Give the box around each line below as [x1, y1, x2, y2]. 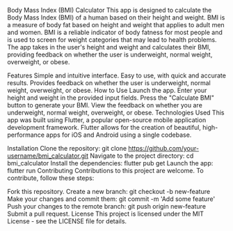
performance [7, 131, 45, 139]
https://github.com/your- [128, 144, 200, 152]
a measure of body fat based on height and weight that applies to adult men [7, 21, 225, 29]
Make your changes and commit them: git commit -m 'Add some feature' [7, 195, 216, 203]
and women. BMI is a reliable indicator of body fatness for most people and [7, 28, 223, 36]
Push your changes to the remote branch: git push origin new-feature [7, 202, 207, 210]
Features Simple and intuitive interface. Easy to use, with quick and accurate [7, 71, 226, 80]
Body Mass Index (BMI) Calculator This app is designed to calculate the [7, 6, 212, 14]
